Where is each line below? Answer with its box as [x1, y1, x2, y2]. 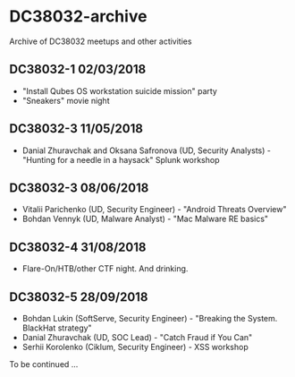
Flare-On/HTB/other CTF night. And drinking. [21, 263, 189, 274]
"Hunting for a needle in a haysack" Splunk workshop [21, 154, 220, 165]
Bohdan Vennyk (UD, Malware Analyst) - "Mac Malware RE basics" [21, 213, 269, 225]
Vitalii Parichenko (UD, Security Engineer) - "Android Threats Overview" [21, 204, 287, 215]
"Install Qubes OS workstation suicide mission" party [21, 85, 217, 96]
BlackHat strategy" [21, 322, 92, 333]
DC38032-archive [9, 6, 147, 27]
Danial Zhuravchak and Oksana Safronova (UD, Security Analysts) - [21, 145, 271, 156]
